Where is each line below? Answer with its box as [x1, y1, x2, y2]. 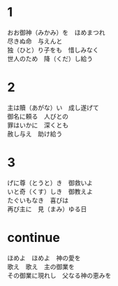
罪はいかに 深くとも [7, 120, 68, 129]
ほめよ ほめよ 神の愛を [7, 253, 81, 262]
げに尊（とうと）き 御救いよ [7, 178, 93, 187]
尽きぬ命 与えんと [7, 36, 63, 45]
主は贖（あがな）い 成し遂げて [7, 103, 99, 112]
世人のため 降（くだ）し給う [7, 54, 93, 63]
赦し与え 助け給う [7, 129, 63, 138]
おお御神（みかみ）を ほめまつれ [7, 28, 105, 36]
